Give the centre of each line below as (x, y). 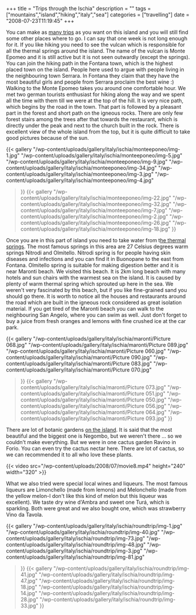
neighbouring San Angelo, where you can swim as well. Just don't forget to (97, 315)
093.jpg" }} (159, 418)
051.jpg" (155, 394)
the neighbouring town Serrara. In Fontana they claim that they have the (93, 76)
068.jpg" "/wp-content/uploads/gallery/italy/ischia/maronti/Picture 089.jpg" (97, 345)
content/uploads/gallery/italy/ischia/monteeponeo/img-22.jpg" (96, 198)
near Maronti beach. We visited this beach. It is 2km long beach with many (96, 271)
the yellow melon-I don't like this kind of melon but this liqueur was (87, 496)
